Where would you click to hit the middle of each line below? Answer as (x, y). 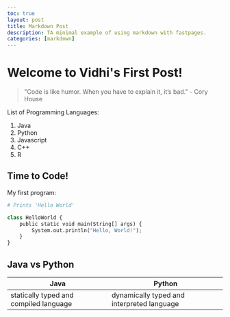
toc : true (21, 13)
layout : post (26, 20)
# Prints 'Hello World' (41, 205)
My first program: (32, 192)
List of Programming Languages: (53, 112)
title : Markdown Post (38, 26)
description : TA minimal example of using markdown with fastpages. (107, 33)
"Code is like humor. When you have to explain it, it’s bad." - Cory (116, 92)
